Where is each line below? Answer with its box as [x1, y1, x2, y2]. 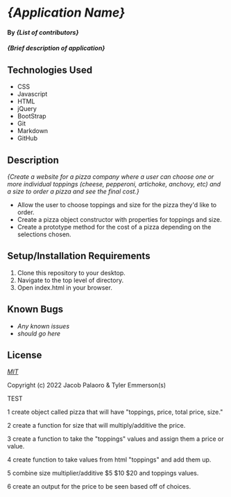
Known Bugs [7, 304, 64, 315]
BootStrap [17, 112, 46, 121]
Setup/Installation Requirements [7, 250, 151, 262]
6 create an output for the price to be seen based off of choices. [7, 482, 191, 491]
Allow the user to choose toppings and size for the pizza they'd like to [17, 201, 217, 209]
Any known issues [17, 322, 70, 330]
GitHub [17, 134, 38, 143]
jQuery [17, 105, 37, 113]
